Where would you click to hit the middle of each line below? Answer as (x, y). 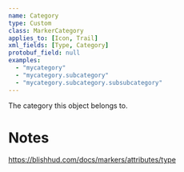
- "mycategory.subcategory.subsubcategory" (89, 82)
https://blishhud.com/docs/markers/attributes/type (92, 160)
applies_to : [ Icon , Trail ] (53, 38)
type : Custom (30, 23)
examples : (25, 61)
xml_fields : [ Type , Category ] (59, 46)
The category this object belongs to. (68, 106)
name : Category (34, 16)
